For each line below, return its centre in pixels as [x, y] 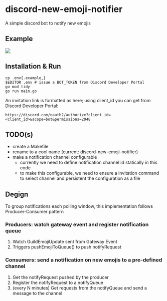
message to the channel [37, 293]
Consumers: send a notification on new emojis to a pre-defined [84, 260]
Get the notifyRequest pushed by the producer [61, 277]
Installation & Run [33, 66]
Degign [17, 194]
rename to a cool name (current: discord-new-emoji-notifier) [75, 152]
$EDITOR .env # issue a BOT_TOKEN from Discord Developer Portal [75, 82]
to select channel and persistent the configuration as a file [80, 178]
